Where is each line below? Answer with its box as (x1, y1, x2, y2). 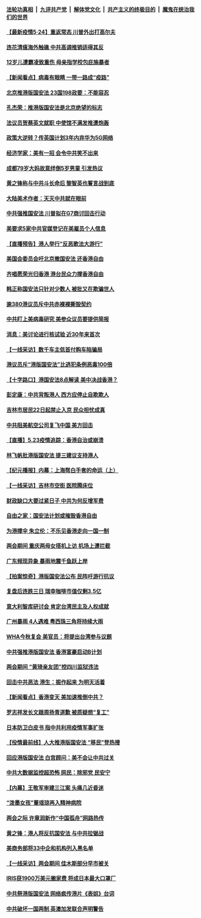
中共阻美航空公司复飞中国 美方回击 (6, 421, 93, 429)
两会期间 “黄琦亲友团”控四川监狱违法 (6, 663, 99, 671)
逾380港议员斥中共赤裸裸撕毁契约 (6, 300, 92, 308)
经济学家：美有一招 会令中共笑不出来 (6, 149, 99, 156)
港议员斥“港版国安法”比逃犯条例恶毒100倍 (6, 361, 113, 368)
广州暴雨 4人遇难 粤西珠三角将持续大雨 (6, 617, 104, 625)
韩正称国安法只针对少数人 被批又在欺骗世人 (6, 285, 115, 293)
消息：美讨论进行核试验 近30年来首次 (6, 330, 100, 338)
